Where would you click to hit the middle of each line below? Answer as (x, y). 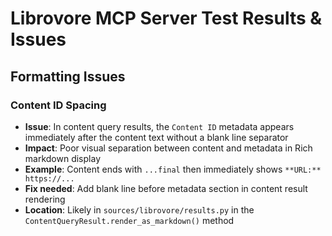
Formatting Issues (68, 76)
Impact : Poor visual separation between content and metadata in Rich (168, 148)
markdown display (62, 158)
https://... (49, 178)
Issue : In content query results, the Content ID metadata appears (159, 126)
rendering (45, 199)
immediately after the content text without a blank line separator (156, 137)
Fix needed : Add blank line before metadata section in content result (166, 188)
